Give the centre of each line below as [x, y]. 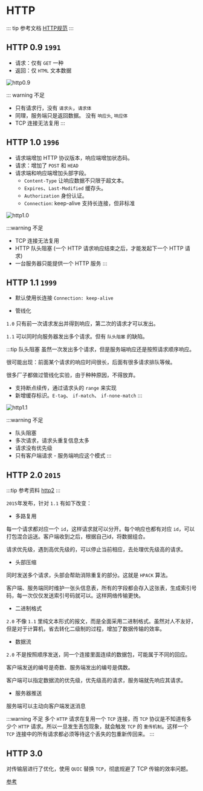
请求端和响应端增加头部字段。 [52, 172]
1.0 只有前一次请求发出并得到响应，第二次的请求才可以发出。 [82, 324]
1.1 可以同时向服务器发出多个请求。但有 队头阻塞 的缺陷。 [77, 336]
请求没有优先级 [34, 448]
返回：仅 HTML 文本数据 [43, 70]
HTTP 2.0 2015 [34, 475]
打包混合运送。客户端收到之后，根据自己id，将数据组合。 [77, 537]
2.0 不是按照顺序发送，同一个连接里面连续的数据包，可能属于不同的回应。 [98, 655]
